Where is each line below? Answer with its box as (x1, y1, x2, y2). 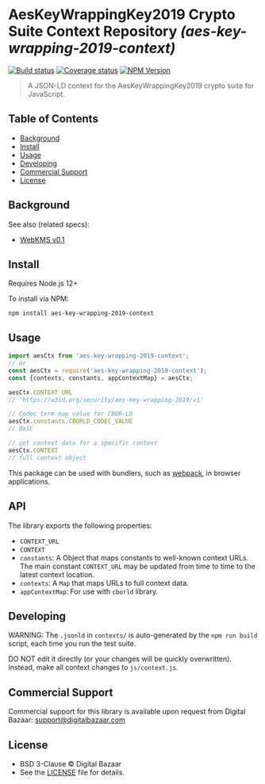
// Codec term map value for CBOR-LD (8, 410, 133, 418)
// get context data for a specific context (8, 439, 158, 447)
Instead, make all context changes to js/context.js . (8, 663, 179, 672)
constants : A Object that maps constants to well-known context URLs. (19, 553, 249, 562)
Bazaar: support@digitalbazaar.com (8, 715, 125, 725)
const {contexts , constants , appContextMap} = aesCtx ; (8, 374, 194, 382)
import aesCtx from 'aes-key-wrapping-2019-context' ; (8, 352, 190, 360)
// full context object (8, 453, 87, 461)
